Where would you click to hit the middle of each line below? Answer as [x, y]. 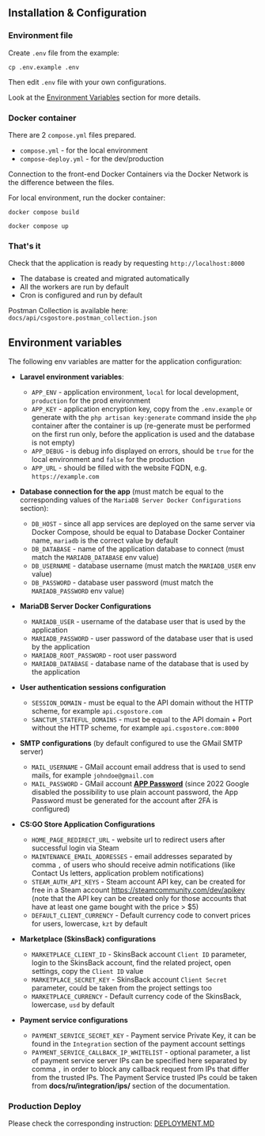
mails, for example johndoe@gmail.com [93, 775]
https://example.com [65, 477]
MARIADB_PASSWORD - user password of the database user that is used [142, 638]
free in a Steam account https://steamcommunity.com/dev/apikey [138, 890]
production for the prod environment [91, 401]
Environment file [41, 36]
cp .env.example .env [44, 67]
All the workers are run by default [74, 287]
